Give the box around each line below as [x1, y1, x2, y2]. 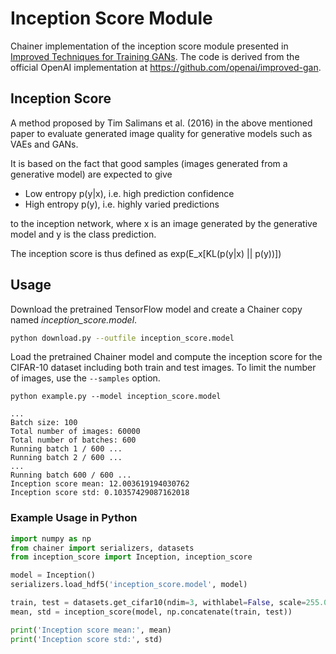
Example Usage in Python [10, 511, 138, 525]
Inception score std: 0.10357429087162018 [10, 488, 190, 498]
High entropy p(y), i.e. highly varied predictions [24, 198, 220, 210]
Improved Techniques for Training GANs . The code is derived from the [10, 50, 300, 62]
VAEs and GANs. [10, 138, 79, 150]
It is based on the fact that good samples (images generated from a [10, 157, 288, 169]
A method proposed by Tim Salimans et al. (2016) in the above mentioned [10, 117, 313, 129]
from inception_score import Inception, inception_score [10, 552, 253, 562]
